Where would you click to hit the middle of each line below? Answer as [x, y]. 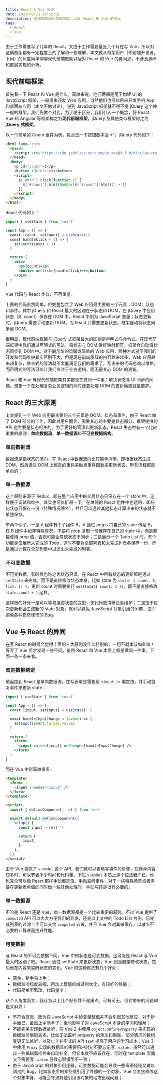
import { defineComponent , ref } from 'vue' [55, 810]
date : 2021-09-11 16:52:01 [33, 14]
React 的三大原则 [31, 403]
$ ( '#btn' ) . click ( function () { [50, 180]
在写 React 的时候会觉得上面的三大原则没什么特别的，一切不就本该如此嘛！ [80, 644]
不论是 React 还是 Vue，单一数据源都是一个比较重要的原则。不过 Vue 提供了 [81, 912]
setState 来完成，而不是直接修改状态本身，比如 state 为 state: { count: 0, [81, 580]
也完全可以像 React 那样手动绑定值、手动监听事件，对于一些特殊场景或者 [78, 881]
